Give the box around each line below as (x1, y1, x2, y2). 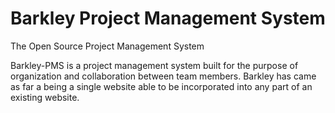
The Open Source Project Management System (10, 40, 205, 52)
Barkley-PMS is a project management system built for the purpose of (10, 59, 299, 71)
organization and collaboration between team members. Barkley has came (10, 70, 317, 82)
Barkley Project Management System (10, 7, 326, 30)
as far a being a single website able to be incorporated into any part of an (10, 80, 313, 92)
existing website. (10, 91, 80, 103)
